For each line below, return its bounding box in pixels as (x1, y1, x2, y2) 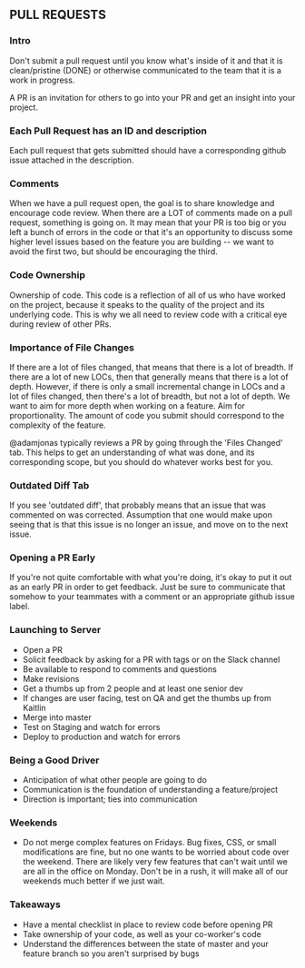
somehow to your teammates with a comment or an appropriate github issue (9, 591, 295, 602)
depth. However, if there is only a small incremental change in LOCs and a (9, 380, 286, 391)
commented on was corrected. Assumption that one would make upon (9, 509, 272, 520)
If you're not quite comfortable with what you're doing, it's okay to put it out (9, 572, 292, 583)
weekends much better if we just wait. (22, 875, 165, 886)
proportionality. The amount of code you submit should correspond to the (9, 410, 285, 420)
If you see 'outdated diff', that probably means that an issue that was (9, 499, 266, 511)
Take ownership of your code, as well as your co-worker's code (22, 928, 261, 939)
